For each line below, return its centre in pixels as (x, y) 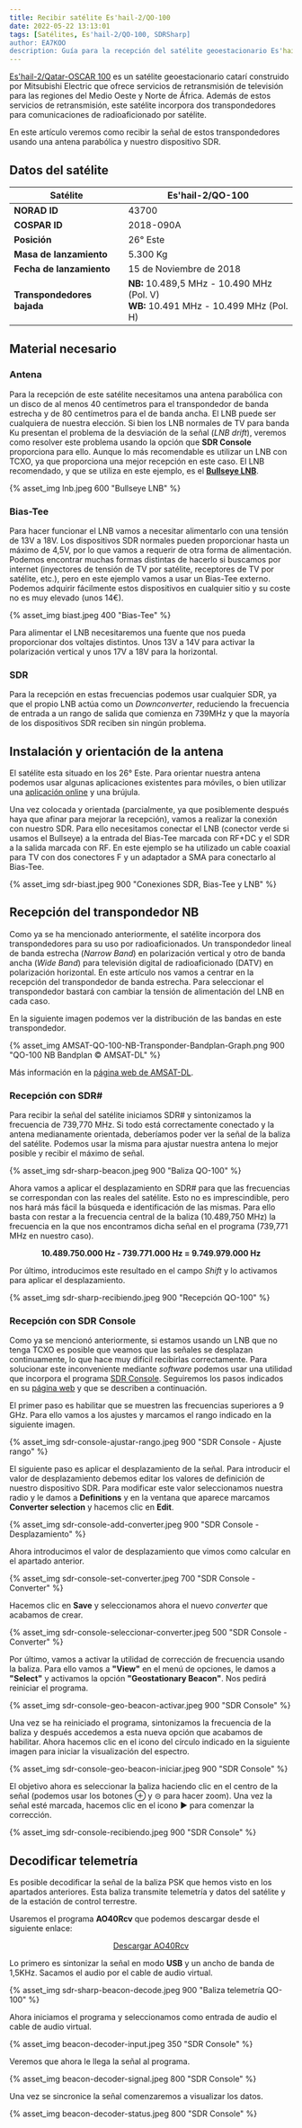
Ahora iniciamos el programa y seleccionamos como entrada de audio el (143, 2017)
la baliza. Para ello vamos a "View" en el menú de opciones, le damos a (143, 1669)
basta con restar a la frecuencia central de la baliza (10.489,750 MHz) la (142, 1217)
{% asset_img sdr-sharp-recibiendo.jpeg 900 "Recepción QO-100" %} (140, 1298)
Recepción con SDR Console (73, 1321)
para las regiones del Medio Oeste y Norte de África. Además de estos (140, 96)
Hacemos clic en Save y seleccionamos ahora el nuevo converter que (138, 1606)
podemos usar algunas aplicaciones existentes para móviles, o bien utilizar (148, 783)
